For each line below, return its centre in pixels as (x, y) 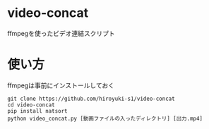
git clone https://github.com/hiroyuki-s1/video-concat (91, 99)
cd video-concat (31, 105)
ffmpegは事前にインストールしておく (61, 85)
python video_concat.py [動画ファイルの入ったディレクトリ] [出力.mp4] (105, 118)
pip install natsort (38, 111)
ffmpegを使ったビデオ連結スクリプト (61, 33)
